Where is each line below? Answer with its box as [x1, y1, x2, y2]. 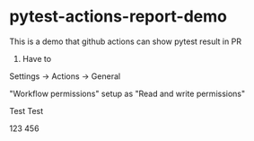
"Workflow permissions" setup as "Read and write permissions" [9, 88, 246, 99]
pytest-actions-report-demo [9, 6, 227, 27]
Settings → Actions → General [9, 70, 121, 82]
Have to [22, 53, 52, 64]
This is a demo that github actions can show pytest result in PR [9, 36, 242, 47]
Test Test [9, 105, 44, 116]
